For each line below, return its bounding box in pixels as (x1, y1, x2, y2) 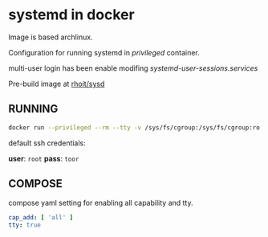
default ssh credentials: (8, 138, 86, 148)
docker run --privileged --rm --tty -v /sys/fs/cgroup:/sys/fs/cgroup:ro (8, 123, 261, 132)
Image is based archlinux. (8, 32, 94, 42)
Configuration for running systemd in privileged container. (8, 47, 201, 57)
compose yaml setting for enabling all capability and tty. (8, 198, 193, 208)
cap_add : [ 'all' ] (8, 214, 74, 222)
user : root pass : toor (8, 153, 79, 163)
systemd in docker (8, 6, 135, 24)
